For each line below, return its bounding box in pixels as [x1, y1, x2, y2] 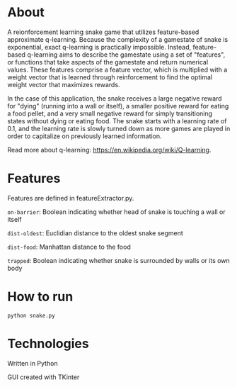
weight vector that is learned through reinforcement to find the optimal [7, 72, 213, 82]
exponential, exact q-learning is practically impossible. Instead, [7, 43, 192, 51]
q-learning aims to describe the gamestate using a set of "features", [27, 50, 226, 59]
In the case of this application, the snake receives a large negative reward [7, 94, 222, 103]
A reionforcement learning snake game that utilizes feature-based [7, 28, 200, 36]
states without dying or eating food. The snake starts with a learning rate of [7, 116, 227, 125]
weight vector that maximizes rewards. [7, 80, 120, 89]
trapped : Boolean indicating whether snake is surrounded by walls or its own [7, 256, 230, 264]
